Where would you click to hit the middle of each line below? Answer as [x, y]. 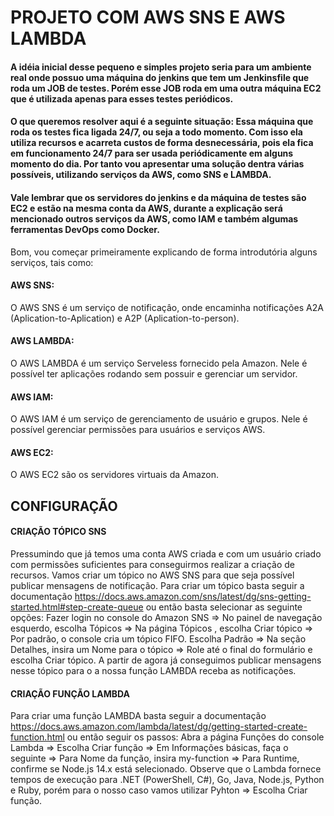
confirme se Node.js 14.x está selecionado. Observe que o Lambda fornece [166, 769]
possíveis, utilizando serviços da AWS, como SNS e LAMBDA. [141, 175]
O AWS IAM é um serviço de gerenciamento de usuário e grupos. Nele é [159, 419]
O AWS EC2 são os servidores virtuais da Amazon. [115, 475]
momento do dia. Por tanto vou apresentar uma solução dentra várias [157, 164]
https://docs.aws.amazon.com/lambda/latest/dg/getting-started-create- [159, 727]
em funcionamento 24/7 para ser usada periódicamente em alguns [152, 153]
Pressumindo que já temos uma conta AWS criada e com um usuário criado [166, 553]
